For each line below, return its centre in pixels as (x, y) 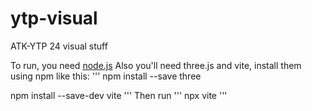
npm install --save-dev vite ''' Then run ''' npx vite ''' (119, 95)
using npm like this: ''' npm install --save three (106, 76)
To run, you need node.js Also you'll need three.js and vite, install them (156, 65)
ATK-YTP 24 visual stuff (59, 46)
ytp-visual (54, 18)
